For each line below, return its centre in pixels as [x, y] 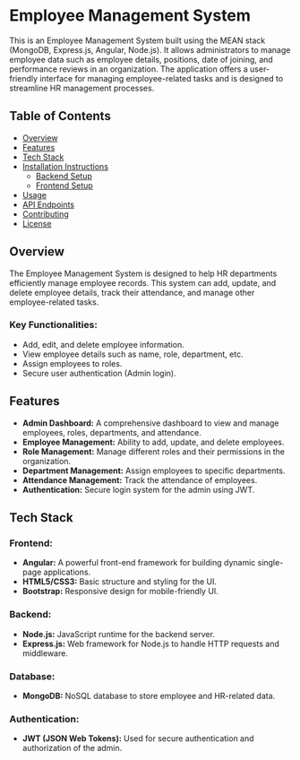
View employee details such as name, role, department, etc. [133, 354]
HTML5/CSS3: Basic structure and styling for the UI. [120, 582]
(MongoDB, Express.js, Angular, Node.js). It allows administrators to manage [150, 49]
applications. [67, 572]
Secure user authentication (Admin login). [99, 373]
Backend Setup [64, 176]
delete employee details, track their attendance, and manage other [132, 292]
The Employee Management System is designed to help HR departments [143, 273]
